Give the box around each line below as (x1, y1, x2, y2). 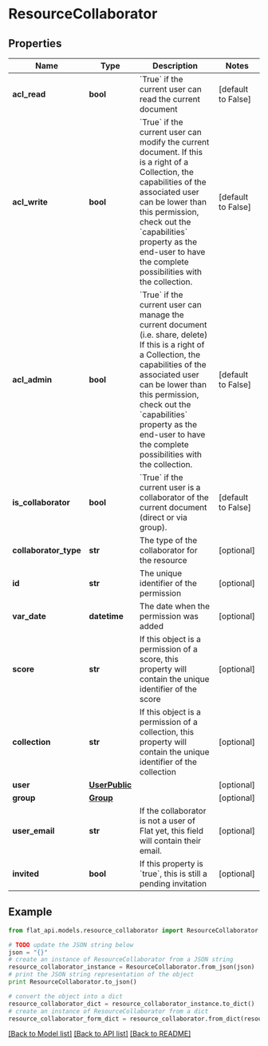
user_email (12, 826, 55, 836)
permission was (139, 611, 199, 621)
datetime (89, 611, 124, 621)
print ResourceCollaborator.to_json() (8, 978, 137, 986)
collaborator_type (12, 545, 81, 556)
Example (8, 905, 53, 919)
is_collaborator (12, 497, 70, 508)
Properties (8, 37, 62, 50)
